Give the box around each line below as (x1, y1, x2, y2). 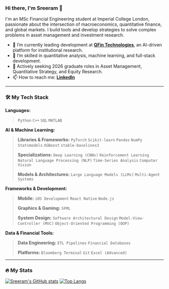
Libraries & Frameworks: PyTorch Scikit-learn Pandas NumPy (17, 136, 142, 143)
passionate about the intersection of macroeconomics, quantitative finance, (5, 21, 162, 27)
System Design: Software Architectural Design (17, 214, 118, 221)
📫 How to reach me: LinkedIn (12, 74, 75, 80)
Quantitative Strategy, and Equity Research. (12, 69, 103, 75)
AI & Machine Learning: (5, 127, 55, 133)
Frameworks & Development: (5, 185, 67, 191)
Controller (17, 221, 41, 226)
